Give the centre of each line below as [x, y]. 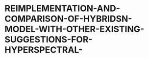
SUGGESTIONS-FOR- [49, 40]
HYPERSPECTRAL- [44, 50]
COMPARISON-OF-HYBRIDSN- [68, 19]
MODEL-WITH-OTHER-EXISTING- [74, 29]
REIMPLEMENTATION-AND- [62, 9]
